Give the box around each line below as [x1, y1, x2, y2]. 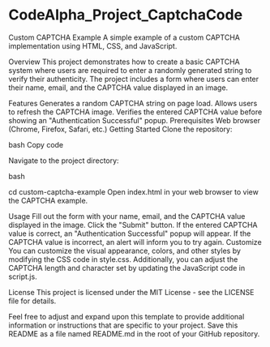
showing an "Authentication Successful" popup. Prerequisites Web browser [8, 115, 261, 125]
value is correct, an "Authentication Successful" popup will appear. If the [8, 229, 251, 238]
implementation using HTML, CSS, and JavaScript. [8, 41, 178, 50]
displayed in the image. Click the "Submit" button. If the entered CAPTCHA [8, 220, 258, 229]
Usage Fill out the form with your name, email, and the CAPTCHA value [8, 211, 246, 221]
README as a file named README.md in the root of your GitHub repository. [8, 328, 260, 338]
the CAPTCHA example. [8, 195, 88, 205]
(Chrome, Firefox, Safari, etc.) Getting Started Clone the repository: [8, 124, 233, 134]
